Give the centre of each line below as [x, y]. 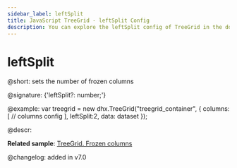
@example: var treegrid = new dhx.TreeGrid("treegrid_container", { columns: [119, 109]
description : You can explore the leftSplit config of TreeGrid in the [115, 27]
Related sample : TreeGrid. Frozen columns [70, 144]
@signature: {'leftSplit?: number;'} [57, 95]
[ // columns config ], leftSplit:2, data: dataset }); [78, 116]
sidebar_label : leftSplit [45, 14]
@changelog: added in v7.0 [47, 157]
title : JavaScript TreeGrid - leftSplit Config [79, 20]
